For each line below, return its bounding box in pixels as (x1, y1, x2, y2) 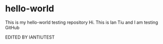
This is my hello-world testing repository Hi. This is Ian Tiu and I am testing (5, 19, 158, 25)
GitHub (5, 24, 20, 30)
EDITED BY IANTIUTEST (5, 34, 55, 40)
